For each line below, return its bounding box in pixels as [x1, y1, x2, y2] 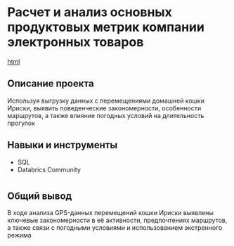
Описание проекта [7, 78, 94, 90]
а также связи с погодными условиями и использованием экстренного [7, 224, 223, 232]
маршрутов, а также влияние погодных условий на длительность [7, 111, 204, 119]
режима [7, 231, 32, 240]
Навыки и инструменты [7, 139, 118, 151]
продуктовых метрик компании [7, 19, 205, 35]
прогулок [7, 119, 35, 127]
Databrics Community [17, 165, 81, 174]
